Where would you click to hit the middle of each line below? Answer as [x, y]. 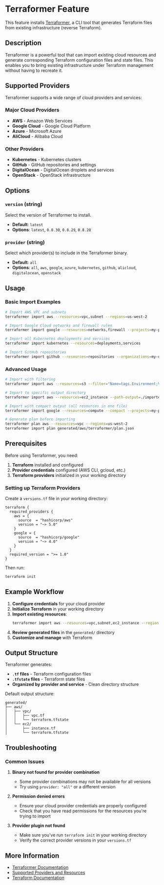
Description [23, 43]
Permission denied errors [38, 796]
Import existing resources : [40, 614]
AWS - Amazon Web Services [42, 121]
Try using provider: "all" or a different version [67, 787]
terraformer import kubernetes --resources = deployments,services [73, 343]
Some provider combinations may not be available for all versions [85, 782]
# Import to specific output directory [46, 392]
